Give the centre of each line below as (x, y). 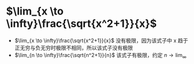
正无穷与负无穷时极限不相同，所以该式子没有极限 (74, 48)
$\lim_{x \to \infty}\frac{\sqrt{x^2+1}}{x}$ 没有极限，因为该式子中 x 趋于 (101, 40)
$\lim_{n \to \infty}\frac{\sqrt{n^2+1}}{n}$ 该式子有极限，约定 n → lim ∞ (100, 56)
